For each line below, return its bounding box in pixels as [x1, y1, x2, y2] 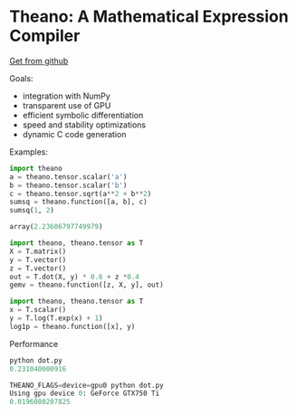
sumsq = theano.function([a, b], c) [9, 197, 148, 207]
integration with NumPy [22, 90, 110, 101]
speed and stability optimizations [22, 119, 147, 130]
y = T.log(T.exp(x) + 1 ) [9, 314, 103, 323]
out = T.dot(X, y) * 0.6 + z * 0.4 [9, 272, 140, 281]
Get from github [9, 55, 69, 66]
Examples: [9, 146, 48, 157]
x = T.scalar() [9, 306, 67, 315]
